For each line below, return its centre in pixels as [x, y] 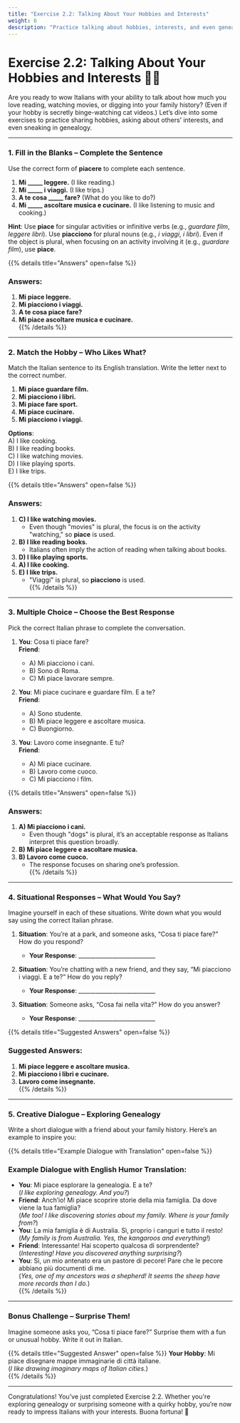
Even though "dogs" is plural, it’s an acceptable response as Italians [129, 834]
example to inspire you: [42, 1137]
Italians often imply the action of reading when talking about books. [128, 549]
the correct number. [37, 376]
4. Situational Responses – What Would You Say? [94, 898]
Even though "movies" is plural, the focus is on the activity [115, 526]
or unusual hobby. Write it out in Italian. [66, 1339]
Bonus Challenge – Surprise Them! [69, 1316]
